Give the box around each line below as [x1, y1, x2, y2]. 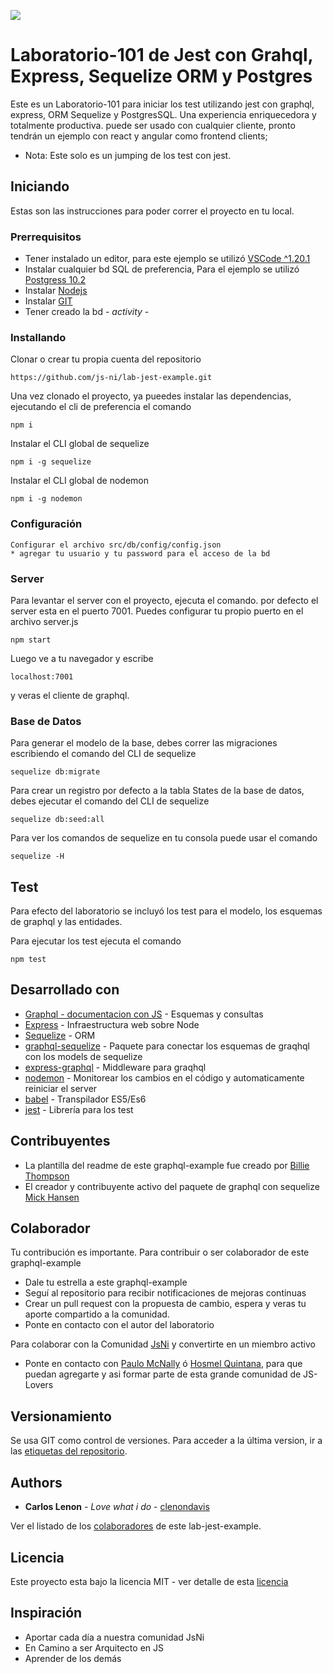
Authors [10, 1474, 63, 1491]
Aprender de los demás [24, 1652, 122, 1664]
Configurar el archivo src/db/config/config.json [10, 540, 222, 550]
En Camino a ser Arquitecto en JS [24, 1641, 164, 1654]
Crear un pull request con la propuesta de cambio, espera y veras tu [24, 1298, 307, 1310]
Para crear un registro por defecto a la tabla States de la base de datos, [10, 785, 305, 797]
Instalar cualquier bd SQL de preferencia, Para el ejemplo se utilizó [24, 263, 300, 275]
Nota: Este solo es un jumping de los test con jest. [24, 149, 232, 161]
